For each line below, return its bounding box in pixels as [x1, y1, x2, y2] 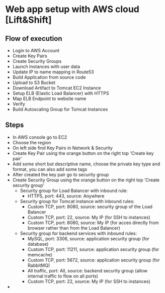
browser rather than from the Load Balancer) [27, 225, 121, 231]
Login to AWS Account [12, 48, 59, 53]
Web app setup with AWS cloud [5, 4, 139, 15]
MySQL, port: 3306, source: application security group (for [27, 235, 150, 242]
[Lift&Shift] [5, 14, 52, 26]
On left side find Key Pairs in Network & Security [12, 145, 113, 151]
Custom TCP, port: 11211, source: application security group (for [27, 246, 159, 252]
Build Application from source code [12, 74, 86, 80]
